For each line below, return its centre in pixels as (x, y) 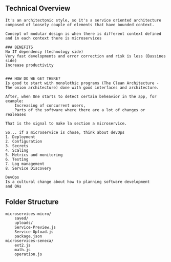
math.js (23, 250)
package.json (28, 236)
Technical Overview (38, 8)
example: (15, 101)
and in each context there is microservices (54, 38)
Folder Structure (32, 202)
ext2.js (23, 245)
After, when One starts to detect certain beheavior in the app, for (81, 96)
